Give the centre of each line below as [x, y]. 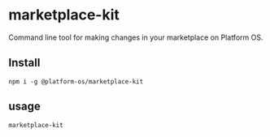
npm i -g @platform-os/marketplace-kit [76, 81]
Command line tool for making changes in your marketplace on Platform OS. [136, 37]
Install [24, 63]
